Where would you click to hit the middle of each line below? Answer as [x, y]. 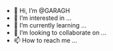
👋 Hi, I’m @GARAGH [42, 11]
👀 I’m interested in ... [42, 18]
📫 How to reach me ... [45, 40]
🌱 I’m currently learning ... [50, 25]
